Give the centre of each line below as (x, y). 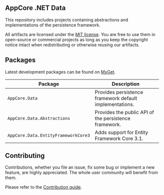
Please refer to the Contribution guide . (43, 187)
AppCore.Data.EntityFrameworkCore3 (49, 135)
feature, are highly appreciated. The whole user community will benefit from (82, 173)
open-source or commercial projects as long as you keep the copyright (76, 39)
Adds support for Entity (122, 132)
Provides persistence (119, 92)
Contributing (25, 156)
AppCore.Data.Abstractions (39, 118)
